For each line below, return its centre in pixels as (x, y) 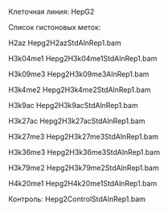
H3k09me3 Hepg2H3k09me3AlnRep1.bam (79, 74)
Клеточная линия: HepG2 (51, 12)
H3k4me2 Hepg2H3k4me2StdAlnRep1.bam (80, 89)
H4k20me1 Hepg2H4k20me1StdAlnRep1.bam (83, 183)
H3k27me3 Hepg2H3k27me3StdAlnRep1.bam (84, 137)
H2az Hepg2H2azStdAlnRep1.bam (65, 43)
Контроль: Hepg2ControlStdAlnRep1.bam (77, 199)
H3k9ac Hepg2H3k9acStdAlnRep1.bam (73, 105)
